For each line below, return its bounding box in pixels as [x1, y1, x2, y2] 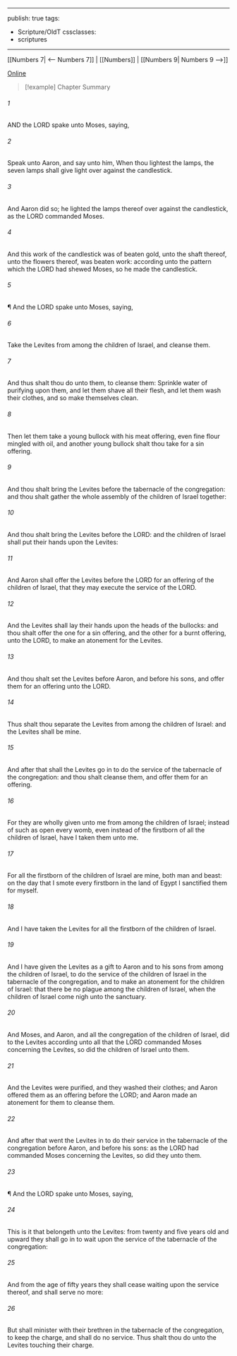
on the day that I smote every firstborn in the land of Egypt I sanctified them [7, 879, 228, 888]
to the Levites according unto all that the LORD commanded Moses [7, 1038, 202, 1046]
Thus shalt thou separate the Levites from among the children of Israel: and [7, 720, 226, 728]
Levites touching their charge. [7, 1341, 95, 1350]
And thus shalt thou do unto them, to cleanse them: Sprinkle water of [7, 379, 208, 387]
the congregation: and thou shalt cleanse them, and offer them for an [7, 773, 208, 782]
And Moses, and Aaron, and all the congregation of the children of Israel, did [7, 1031, 230, 1039]
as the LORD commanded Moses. [7, 212, 104, 220]
